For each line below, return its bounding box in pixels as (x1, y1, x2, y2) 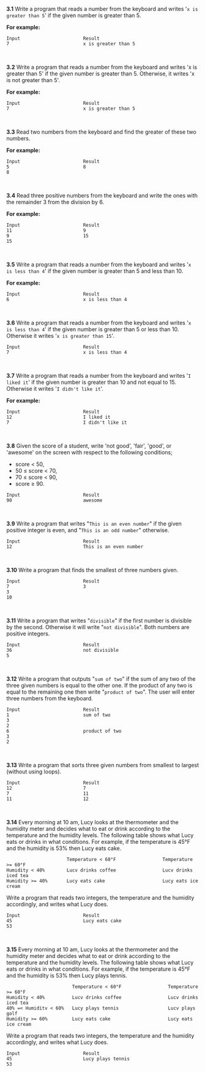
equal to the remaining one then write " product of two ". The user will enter (6, 688, 195, 695)
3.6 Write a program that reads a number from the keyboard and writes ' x (6, 319, 192, 326)
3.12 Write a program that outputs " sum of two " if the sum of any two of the (6, 675, 196, 683)
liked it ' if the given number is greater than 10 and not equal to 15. (6, 378, 176, 386)
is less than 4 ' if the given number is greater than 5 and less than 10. (6, 267, 184, 275)
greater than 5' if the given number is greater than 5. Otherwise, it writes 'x (6, 70, 195, 77)
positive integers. (6, 630, 50, 637)
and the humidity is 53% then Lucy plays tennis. (6, 972, 127, 979)
